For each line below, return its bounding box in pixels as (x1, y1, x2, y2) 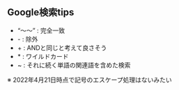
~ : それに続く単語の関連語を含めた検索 (17, 61, 131, 69)
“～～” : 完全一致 (17, 26, 65, 35)
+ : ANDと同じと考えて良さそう (17, 44, 107, 52)
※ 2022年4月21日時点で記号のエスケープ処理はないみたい (7, 75, 172, 84)
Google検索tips (7, 6, 75, 19)
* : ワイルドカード (17, 52, 69, 60)
